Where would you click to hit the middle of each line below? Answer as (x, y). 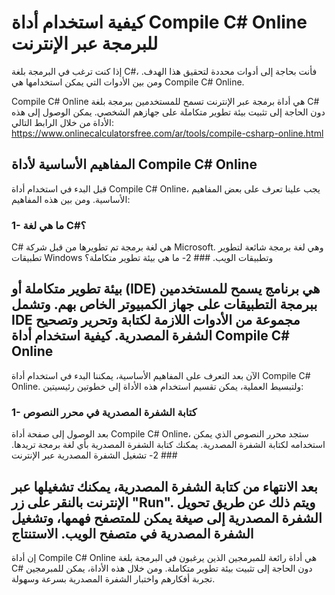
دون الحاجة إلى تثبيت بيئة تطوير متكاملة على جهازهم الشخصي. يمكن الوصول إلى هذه (168, 112)
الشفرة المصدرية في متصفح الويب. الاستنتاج (132, 533)
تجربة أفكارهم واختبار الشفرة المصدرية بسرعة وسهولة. (113, 578)
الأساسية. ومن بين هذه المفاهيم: (71, 199)
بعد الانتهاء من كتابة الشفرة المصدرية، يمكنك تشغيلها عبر (164, 486)
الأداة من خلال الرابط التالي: (63, 122)
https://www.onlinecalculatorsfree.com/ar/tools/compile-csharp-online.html (167, 133)
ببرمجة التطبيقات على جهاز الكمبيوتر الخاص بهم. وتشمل (164, 304)
